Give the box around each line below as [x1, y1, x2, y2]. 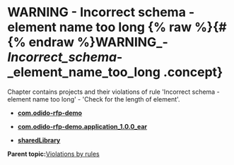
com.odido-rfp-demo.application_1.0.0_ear [17, 122, 147, 130]
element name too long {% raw [7, 19, 192, 35]
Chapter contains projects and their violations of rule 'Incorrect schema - [7, 87, 221, 96]
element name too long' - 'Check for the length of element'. [7, 94, 180, 103]
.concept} [163, 64, 223, 80]
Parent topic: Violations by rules [7, 149, 100, 158]
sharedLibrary [17, 135, 61, 145]
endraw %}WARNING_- [28, 35, 168, 50]
